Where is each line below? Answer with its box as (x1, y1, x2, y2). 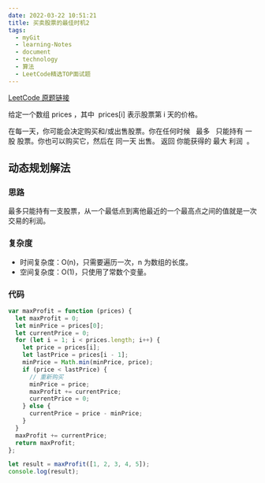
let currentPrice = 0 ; (15, 329, 90, 337)
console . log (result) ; (8, 468, 80, 476)
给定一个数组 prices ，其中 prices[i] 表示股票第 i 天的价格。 (8, 110, 203, 119)
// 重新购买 (28, 373, 64, 381)
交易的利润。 (8, 216, 50, 225)
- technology (15, 56, 58, 64)
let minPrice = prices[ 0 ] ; (15, 321, 104, 329)
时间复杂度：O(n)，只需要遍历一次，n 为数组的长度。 (19, 257, 193, 266)
